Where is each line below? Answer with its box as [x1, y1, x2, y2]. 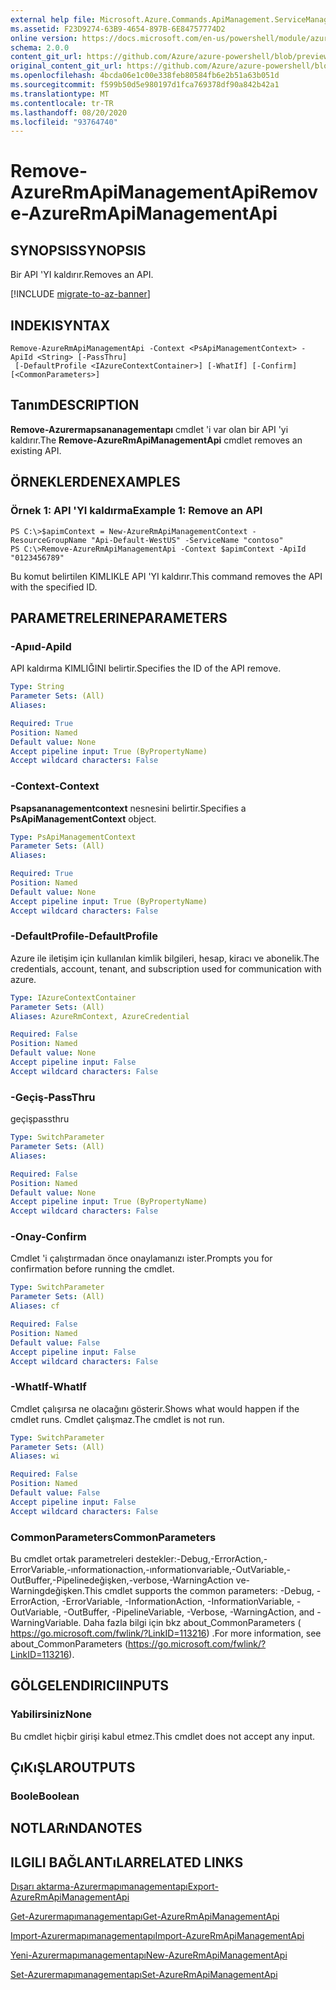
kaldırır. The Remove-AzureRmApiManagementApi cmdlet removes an [10, 434, 303, 446]
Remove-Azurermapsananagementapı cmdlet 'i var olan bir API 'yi [10, 423, 289, 435]
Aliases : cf [10, 1301, 60, 1311]
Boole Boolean [10, 1789, 80, 1803]
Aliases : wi [10, 1451, 60, 1461]
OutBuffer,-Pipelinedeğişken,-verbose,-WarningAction [10, 1574, 234, 1586]
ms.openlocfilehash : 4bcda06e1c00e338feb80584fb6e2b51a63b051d [10, 71, 280, 81]
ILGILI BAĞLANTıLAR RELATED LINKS [10, 1854, 244, 1871]
